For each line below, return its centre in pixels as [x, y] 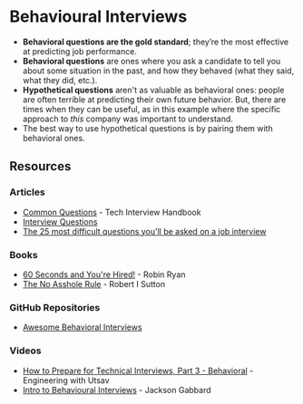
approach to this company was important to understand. [128, 119]
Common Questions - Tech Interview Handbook [112, 212]
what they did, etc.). [60, 80]
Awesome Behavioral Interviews [82, 327]
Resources [40, 166]
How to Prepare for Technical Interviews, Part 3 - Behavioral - [138, 370]
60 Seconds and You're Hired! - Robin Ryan [104, 274]
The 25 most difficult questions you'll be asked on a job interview [144, 231]
